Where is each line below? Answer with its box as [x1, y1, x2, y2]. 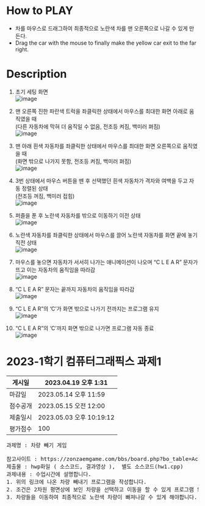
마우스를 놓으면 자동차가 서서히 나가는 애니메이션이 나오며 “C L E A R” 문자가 [15, 258, 198, 266]
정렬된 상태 [21, 185, 48, 192]
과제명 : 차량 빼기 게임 [6, 441, 67, 449]
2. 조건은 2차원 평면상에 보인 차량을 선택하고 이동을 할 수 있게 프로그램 [6, 486, 194, 493]
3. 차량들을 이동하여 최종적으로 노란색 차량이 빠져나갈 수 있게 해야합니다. [6, 493, 198, 501]
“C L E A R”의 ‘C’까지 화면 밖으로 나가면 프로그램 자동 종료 [15, 324, 154, 332]
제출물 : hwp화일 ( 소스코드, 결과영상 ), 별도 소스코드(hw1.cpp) [6, 463, 184, 470]
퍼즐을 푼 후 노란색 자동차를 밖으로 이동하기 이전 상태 [15, 211, 141, 219]
